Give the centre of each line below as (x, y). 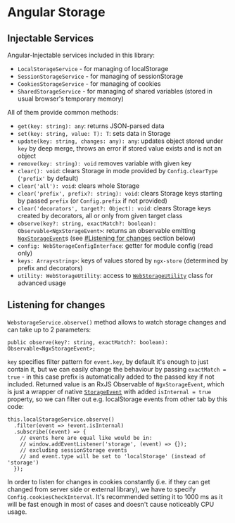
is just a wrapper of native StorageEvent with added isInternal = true (109, 391)
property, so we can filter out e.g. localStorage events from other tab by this (118, 399)
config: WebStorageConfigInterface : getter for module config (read (115, 246)
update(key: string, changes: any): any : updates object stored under (120, 141)
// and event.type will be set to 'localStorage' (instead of (113, 456)
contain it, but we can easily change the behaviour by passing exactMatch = (117, 369)
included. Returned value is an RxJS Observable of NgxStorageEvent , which (116, 384)
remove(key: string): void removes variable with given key (104, 163)
